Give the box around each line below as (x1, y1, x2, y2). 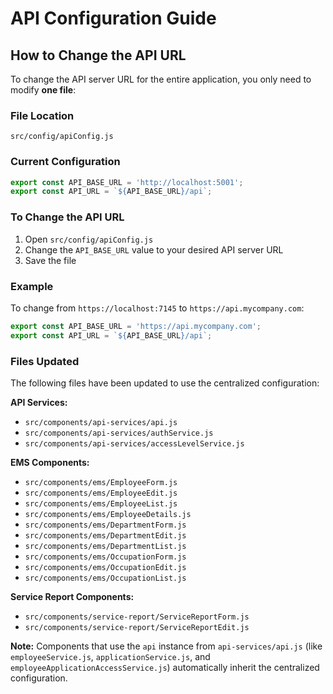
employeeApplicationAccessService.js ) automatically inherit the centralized (10, 661, 320, 673)
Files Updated (10, 354, 80, 368)
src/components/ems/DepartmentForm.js (24, 520, 187, 530)
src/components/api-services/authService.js (24, 428, 214, 438)
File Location (10, 108, 75, 122)
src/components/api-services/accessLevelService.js (24, 438, 245, 449)
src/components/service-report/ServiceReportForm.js (24, 612, 250, 622)
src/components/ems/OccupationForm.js (24, 552, 187, 562)
